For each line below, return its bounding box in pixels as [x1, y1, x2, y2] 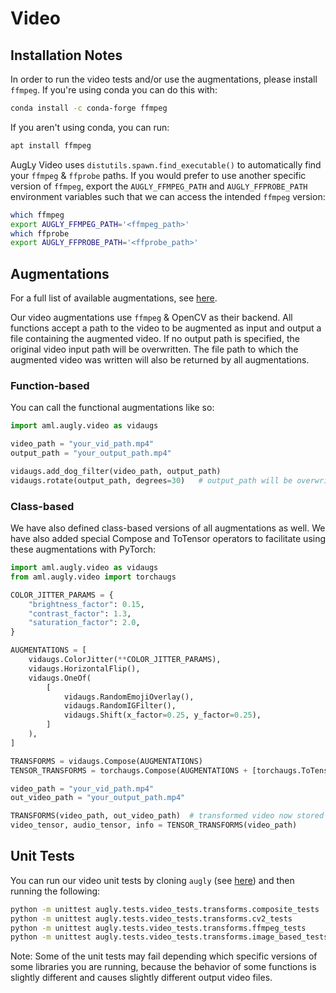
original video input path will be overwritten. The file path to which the [10, 343, 299, 356]
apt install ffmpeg [10, 140, 92, 151]
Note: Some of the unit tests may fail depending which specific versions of [10, 950, 318, 962]
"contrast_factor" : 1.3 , [28, 608, 132, 619]
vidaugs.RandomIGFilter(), [63, 701, 177, 711]
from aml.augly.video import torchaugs [10, 572, 177, 582]
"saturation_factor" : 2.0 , [28, 618, 141, 628]
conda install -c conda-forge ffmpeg [10, 103, 168, 113]
